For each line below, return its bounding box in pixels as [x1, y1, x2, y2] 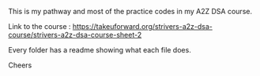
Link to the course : [8, 22, 71, 31]
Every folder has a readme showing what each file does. [8, 45, 191, 54]
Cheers [8, 60, 32, 70]
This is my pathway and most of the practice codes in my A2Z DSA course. [8, 7, 253, 16]
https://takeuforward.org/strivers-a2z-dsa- [72, 22, 213, 31]
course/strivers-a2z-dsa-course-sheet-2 [8, 31, 142, 39]
